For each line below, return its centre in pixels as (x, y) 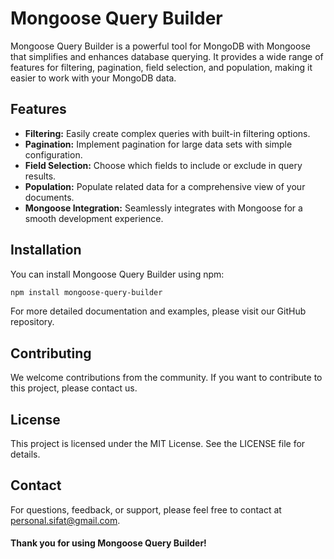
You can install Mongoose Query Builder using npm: (117, 274)
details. (25, 454)
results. (40, 176)
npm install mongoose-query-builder (86, 292)
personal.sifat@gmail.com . (65, 520)
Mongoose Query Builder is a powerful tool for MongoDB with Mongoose (160, 46)
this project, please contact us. (74, 388)
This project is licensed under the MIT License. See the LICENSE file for (158, 444)
